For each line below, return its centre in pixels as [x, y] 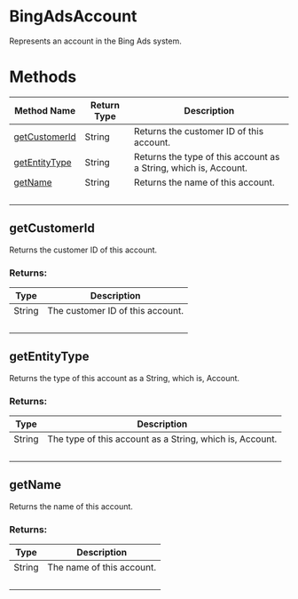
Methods [43, 77]
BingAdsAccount [73, 16]
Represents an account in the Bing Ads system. [95, 41]
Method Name [45, 110]
